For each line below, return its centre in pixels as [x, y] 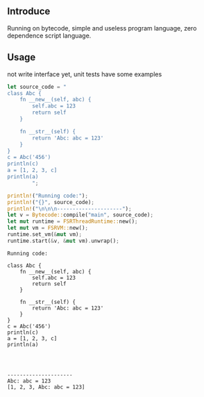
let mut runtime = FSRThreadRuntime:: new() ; [73, 221]
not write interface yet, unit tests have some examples [85, 74]
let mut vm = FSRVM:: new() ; [48, 228]
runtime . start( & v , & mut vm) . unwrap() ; [63, 241]
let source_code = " [37, 87]
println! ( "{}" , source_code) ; [51, 202]
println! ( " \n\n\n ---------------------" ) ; [69, 209]
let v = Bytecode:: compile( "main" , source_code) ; [80, 215]
